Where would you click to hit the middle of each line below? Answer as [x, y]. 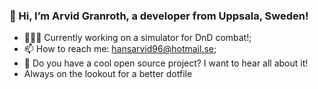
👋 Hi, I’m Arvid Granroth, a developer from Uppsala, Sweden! [159, 16]
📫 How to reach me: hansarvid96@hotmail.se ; [120, 49]
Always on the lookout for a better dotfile [108, 74]
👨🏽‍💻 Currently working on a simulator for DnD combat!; [137, 38]
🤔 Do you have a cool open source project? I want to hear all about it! [166, 63]
